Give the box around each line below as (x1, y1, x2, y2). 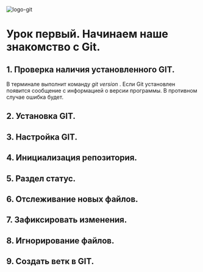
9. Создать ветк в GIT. (6, 256, 94, 267)
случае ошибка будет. (6, 93, 64, 101)
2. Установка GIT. (6, 111, 76, 121)
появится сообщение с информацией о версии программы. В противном (6, 87, 198, 94)
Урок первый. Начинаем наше (6, 27, 169, 41)
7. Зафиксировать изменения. (6, 215, 127, 225)
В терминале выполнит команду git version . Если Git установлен (6, 81, 176, 88)
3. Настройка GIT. (6, 132, 78, 142)
